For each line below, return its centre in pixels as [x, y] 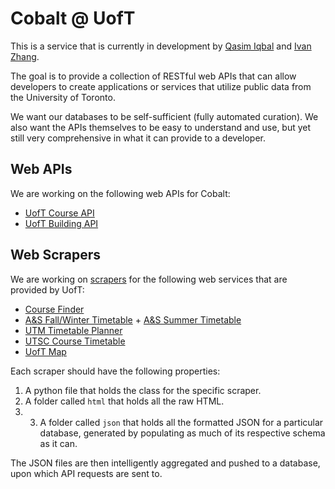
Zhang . [25, 56]
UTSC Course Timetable [75, 341]
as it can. [58, 443]
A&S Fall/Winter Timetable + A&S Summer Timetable [133, 319]
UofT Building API [61, 223]
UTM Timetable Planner [73, 330]
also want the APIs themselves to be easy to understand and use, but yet [161, 127]
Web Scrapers [56, 255]
